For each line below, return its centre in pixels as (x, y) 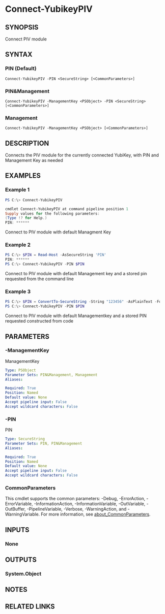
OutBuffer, (15, 509)
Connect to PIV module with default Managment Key (58, 232)
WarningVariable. (23, 514)
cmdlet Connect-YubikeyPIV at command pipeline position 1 (67, 209)
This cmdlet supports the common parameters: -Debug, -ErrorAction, (75, 499)
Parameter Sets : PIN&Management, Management (51, 375)
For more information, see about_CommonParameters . (96, 514)
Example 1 (17, 190)
